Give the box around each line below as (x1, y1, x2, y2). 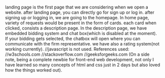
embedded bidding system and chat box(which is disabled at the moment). (5, 31, 157, 36)
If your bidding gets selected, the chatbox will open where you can (5, 36, 140, 41)
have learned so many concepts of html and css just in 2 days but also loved (5, 62, 161, 68)
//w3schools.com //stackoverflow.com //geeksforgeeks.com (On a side (5, 51, 150, 57)
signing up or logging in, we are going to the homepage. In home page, (5, 15, 149, 20)
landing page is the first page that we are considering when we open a (5, 4, 149, 10)
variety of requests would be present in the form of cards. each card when (5, 20, 157, 26)
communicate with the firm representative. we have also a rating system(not (5, 41, 160, 46)
